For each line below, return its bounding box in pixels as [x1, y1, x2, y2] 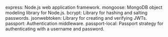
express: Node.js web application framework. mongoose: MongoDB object [5, 5, 163, 10]
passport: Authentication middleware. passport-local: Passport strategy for [5, 20, 164, 26]
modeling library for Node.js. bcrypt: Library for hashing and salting [5, 10, 148, 16]
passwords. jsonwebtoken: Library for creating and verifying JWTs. [5, 15, 148, 21]
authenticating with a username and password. [5, 26, 104, 32]
